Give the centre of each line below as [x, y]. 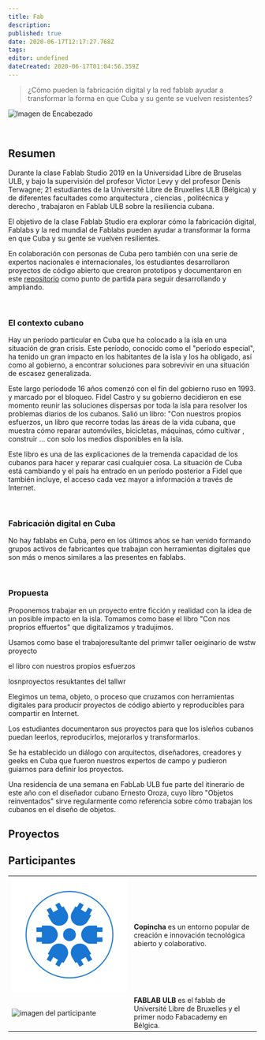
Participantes [42, 861]
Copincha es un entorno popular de [192, 927]
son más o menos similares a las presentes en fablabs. [97, 557]
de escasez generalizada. [50, 373]
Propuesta [28, 593]
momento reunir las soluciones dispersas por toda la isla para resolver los [128, 405]
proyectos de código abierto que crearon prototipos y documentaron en [125, 270]
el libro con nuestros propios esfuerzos [72, 665]
